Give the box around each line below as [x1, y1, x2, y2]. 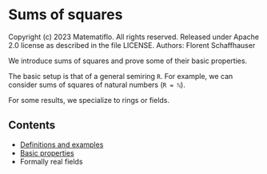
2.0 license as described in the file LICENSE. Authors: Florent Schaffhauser [8, 40, 256, 49]
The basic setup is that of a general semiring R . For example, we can [8, 71, 233, 81]
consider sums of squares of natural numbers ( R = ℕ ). [8, 80, 185, 89]
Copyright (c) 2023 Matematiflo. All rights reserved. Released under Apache [8, 32, 260, 42]
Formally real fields [19, 156, 83, 166]
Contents [8, 118, 56, 132]
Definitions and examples [19, 140, 104, 149]
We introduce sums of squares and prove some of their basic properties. [8, 56, 248, 65]
